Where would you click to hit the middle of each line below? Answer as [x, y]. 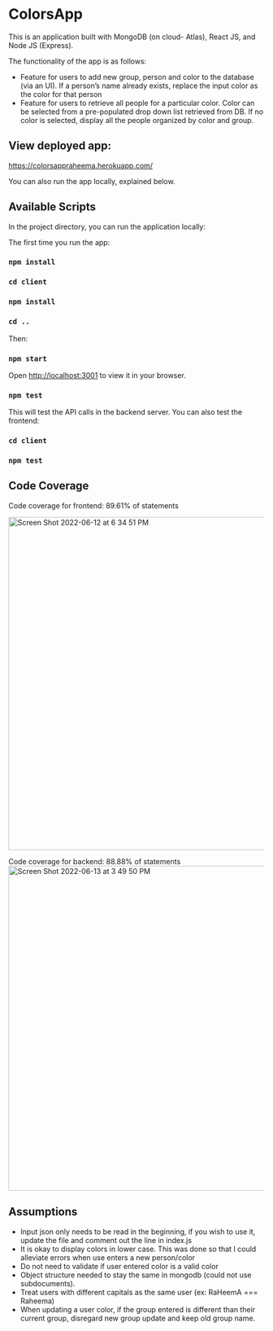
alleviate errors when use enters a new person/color [108, 1257]
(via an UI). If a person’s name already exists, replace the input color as [139, 86]
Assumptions [43, 1212]
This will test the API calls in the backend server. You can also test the [125, 412]
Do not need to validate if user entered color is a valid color [119, 1266]
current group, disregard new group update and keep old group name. [138, 1318]
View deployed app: [60, 146]
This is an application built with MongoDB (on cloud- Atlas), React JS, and [132, 37]
